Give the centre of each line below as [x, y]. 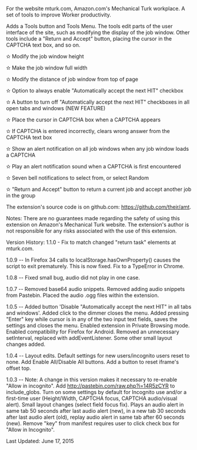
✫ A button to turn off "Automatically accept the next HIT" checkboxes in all [98, 102]
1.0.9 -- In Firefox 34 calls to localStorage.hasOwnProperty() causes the [93, 260]
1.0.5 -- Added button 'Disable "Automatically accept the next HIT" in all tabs [99, 307]
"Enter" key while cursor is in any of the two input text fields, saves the [92, 319]
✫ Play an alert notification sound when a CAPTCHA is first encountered [94, 166]
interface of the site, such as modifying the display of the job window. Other [98, 32]
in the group [21, 196]
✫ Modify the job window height [45, 56]
